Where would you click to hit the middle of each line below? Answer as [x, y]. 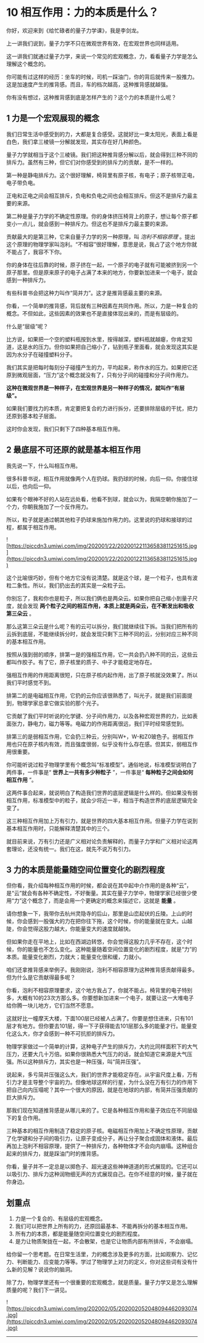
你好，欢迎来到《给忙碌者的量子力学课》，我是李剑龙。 [74, 30]
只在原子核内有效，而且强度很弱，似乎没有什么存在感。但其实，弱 [99, 744]
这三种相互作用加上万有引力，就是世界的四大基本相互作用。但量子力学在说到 [102, 820]
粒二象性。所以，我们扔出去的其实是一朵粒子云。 [67, 585]
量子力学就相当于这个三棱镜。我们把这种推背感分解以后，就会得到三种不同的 [102, 154]
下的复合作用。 [25, 1118]
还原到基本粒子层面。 [33, 416]
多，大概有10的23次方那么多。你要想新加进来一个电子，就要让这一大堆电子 [100, 998]
